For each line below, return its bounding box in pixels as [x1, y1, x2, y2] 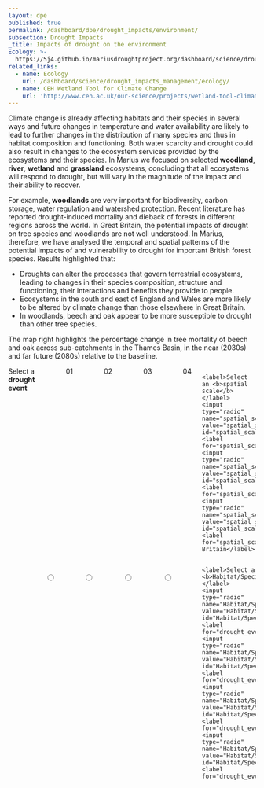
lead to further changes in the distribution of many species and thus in [8, 131, 236, 140]
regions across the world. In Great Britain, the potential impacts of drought [8, 221, 249, 230]
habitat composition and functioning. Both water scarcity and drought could [8, 138, 254, 148]
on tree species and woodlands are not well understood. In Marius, [8, 229, 225, 238]
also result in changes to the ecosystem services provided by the [8, 147, 219, 156]
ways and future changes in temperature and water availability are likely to [8, 122, 249, 131]
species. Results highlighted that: [8, 254, 115, 263]
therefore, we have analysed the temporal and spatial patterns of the [8, 238, 230, 247]
